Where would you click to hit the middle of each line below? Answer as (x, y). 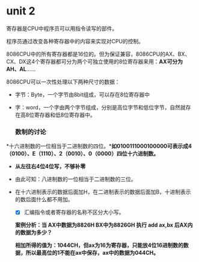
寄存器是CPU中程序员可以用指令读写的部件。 (62, 28)
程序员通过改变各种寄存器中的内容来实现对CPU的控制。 (75, 41)
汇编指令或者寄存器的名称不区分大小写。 (74, 212)
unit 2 (21, 11)
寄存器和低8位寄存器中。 (65, 115)
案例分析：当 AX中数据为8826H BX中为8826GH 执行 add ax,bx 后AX (101, 225)
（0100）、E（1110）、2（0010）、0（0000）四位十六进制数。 (83, 154)
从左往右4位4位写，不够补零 (50, 166)
